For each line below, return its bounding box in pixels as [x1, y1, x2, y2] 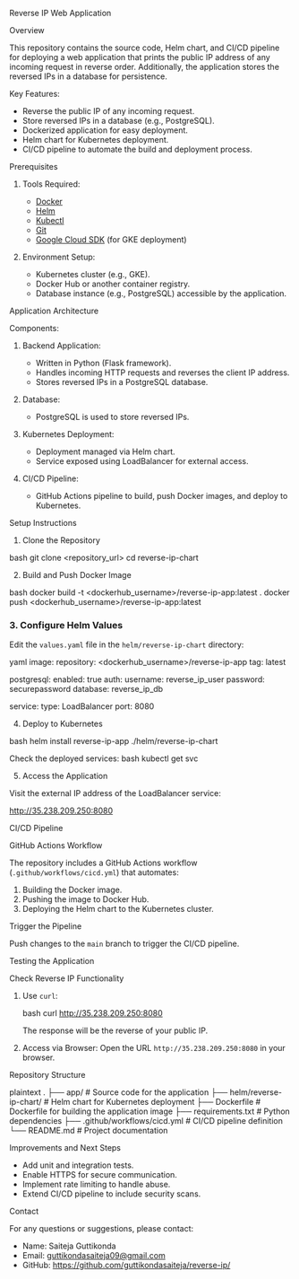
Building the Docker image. [21, 884, 123, 896]
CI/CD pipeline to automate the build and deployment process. [21, 144, 252, 154]
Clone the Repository [21, 535, 101, 546]
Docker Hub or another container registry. [35, 278, 191, 289]
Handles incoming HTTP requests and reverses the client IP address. [35, 367, 290, 378]
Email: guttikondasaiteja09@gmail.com [21, 1250, 166, 1261]
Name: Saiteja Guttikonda [21, 1240, 116, 1251]
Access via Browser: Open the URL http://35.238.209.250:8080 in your [21, 1043, 286, 1054]
